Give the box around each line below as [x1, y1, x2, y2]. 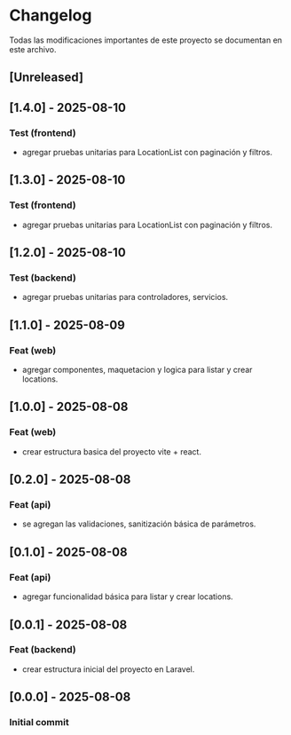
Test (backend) [9, 272, 77, 284]
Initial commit [9, 716, 69, 729]
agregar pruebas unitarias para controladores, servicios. [21, 292, 229, 303]
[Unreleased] [9, 70, 84, 85]
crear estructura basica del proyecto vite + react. [21, 446, 202, 457]
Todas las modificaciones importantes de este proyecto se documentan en [9, 35, 282, 45]
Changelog [9, 5, 92, 26]
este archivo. [9, 43, 57, 54]
